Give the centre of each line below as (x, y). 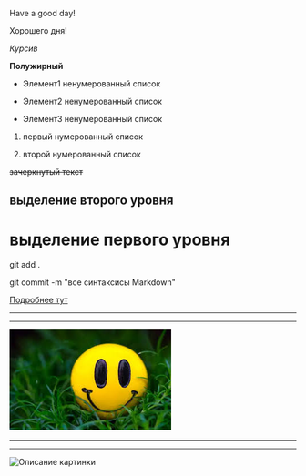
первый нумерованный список (83, 137)
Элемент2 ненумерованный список (92, 101)
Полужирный (36, 66)
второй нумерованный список (82, 154)
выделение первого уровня (120, 239)
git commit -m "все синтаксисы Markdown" (92, 282)
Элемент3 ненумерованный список (92, 119)
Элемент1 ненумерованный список (92, 84)
